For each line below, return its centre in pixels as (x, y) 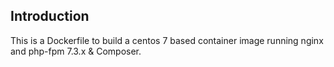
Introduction (50, 16)
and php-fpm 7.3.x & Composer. (76, 51)
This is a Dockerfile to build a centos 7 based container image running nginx (167, 40)
